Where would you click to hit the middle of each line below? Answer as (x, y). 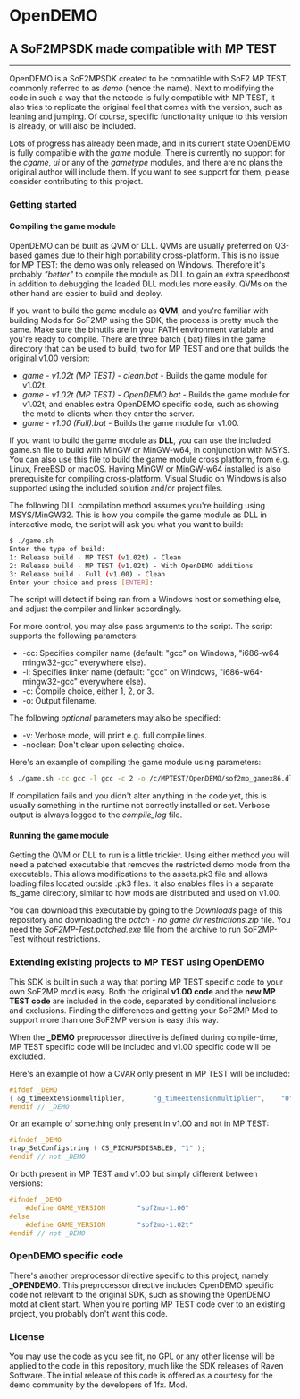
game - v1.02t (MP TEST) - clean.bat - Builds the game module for (145, 376)
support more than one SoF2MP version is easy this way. (114, 1019)
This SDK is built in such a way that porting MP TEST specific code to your (146, 982)
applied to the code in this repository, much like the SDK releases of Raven (146, 1365)
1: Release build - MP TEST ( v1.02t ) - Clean (95, 557)
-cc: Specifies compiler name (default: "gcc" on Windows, (129, 653)
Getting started (43, 204)
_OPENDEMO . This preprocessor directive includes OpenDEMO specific (142, 1284)
